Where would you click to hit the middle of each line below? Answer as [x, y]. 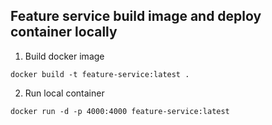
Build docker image [64, 56]
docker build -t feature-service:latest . [100, 74]
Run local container [64, 93]
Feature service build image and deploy [136, 16]
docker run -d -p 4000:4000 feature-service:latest [120, 111]
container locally [64, 32]
